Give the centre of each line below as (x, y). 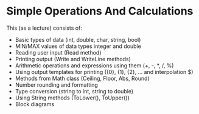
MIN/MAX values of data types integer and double (78, 46)
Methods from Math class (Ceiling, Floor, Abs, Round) (82, 78)
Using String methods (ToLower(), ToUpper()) (72, 98)
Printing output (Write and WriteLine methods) (73, 59)
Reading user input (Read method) (58, 52)
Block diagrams (35, 104)
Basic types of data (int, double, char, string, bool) (78, 39)
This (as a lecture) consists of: (44, 28)
